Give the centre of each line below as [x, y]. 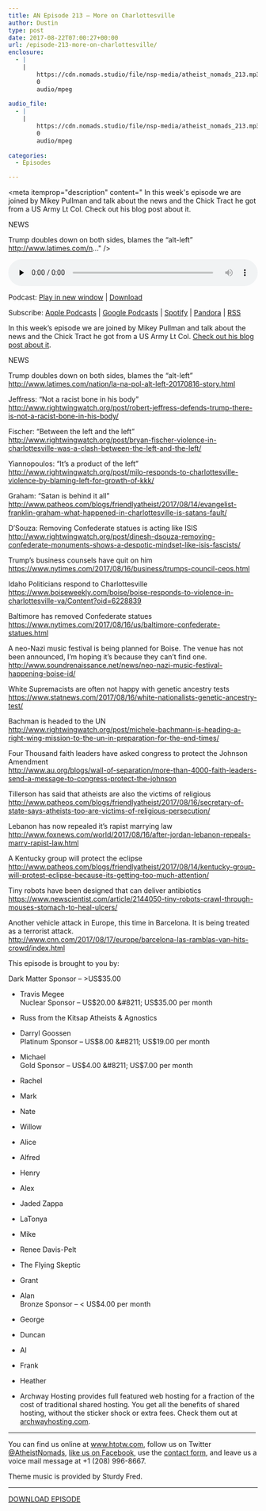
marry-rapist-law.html [44, 843]
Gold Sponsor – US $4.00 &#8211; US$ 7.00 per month [106, 1066]
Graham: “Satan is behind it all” [59, 496]
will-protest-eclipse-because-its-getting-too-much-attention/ [109, 876]
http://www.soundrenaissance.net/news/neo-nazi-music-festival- [116, 666]
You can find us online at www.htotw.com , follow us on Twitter [110, 1444]
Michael [32, 1057]
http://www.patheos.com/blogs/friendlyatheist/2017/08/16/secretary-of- [126, 803]
